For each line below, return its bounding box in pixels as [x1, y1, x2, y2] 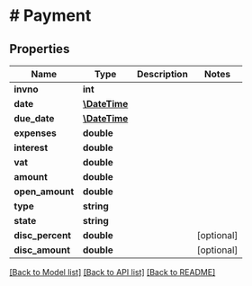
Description [136, 68, 189, 80]
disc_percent [13, 229, 72, 241]
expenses [13, 127, 57, 139]
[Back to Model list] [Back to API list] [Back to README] [9, 267, 216, 277]
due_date [13, 112, 55, 124]
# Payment [9, 5, 92, 26]
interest [13, 141, 49, 154]
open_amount [13, 185, 75, 198]
